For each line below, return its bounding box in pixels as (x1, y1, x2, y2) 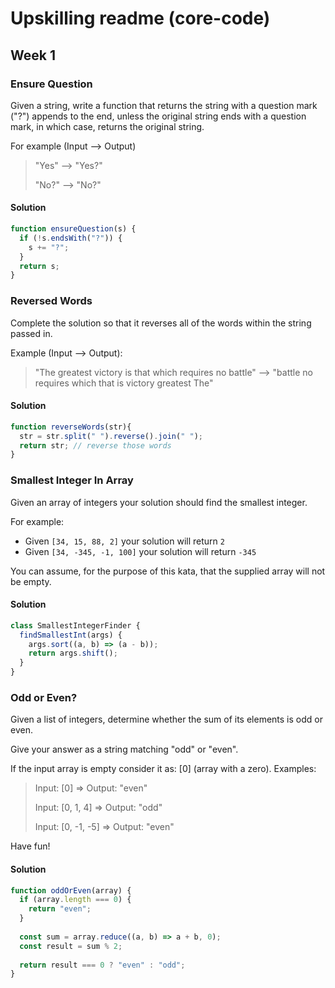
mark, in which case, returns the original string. (10, 120, 205, 132)
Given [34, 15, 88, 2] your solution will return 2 (24, 535, 225, 547)
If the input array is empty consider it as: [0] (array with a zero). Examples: (10, 763, 317, 775)
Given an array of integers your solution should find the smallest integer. (10, 496, 308, 508)
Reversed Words (10, 294, 93, 308)
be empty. (10, 575, 52, 587)
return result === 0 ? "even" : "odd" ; (19, 960, 186, 970)
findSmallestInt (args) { (19, 630, 123, 640)
